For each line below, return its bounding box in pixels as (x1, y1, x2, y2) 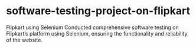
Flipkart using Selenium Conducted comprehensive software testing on (6, 24, 179, 31)
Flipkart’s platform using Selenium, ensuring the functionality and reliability (6, 30, 188, 37)
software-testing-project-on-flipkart (6, 4, 191, 18)
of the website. (6, 36, 43, 43)
